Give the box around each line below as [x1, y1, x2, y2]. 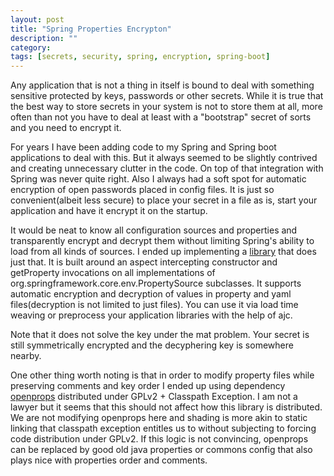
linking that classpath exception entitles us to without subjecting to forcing [10, 422, 317, 435]
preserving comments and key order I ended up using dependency [10, 380, 286, 392]
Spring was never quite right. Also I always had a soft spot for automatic [10, 173, 307, 185]
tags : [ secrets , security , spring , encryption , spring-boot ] [10, 52, 271, 62]
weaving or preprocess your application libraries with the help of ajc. [10, 309, 293, 321]
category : [10, 42, 52, 53]
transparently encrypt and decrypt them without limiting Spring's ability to [10, 235, 315, 247]
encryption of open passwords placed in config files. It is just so [10, 184, 275, 196]
